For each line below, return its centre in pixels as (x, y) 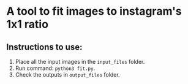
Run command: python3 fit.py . (55, 68)
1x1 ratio (28, 24)
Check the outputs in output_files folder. (68, 74)
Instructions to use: (44, 47)
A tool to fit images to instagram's (94, 11)
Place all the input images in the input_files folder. (80, 62)
